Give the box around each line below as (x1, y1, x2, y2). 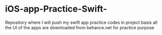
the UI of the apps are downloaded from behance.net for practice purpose (5, 24, 155, 30)
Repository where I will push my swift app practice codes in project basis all (5, 19, 158, 25)
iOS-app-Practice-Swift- (5, 3, 107, 15)
